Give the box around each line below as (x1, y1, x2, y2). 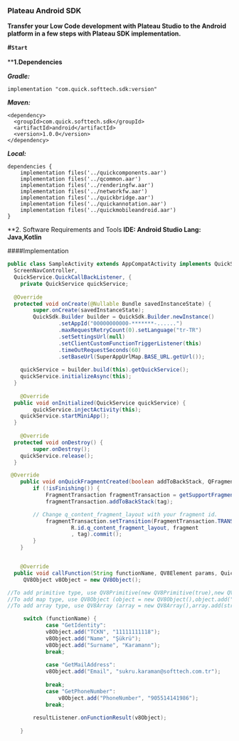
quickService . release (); (20, 452, 94, 459)
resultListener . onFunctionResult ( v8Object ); (33, 714, 167, 722)
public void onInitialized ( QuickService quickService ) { (14, 399, 186, 407)
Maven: (7, 98, 31, 107)
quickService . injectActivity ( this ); (33, 406, 142, 413)
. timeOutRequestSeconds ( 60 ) (58, 346, 142, 353)
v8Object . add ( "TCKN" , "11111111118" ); (45, 629, 161, 636)
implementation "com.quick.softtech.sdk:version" (7, 86, 158, 93)
